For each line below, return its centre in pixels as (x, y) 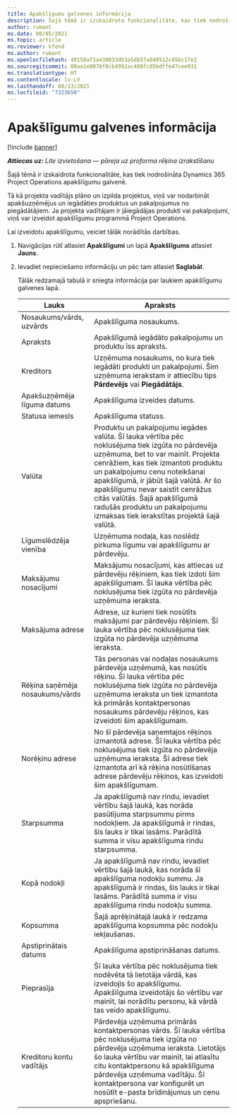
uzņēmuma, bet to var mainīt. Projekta (157, 454)
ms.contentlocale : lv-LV (44, 79)
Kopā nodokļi (43, 883)
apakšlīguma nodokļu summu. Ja (148, 878)
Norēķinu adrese (49, 758)
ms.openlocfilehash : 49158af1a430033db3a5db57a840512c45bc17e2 (102, 60)
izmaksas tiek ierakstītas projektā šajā (157, 516)
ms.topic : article (34, 40)
